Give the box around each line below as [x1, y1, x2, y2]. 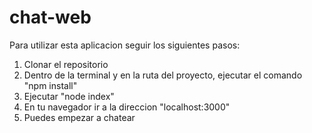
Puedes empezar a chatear [23, 111, 136, 123]
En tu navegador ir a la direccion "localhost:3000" [23, 101, 231, 113]
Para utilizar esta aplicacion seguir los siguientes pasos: [9, 39, 241, 51]
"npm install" [23, 79, 78, 91]
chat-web [9, 6, 92, 29]
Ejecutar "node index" [23, 90, 115, 102]
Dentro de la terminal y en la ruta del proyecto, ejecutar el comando [23, 69, 303, 81]
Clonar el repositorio [23, 58, 109, 70]
